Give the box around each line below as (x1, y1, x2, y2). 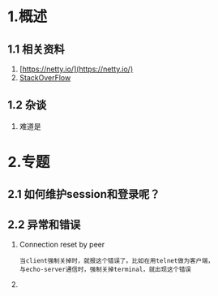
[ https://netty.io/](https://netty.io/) (19, 64, 134, 74)
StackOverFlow (19, 73, 71, 82)
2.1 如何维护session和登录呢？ (7, 187, 160, 201)
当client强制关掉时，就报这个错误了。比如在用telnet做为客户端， (19, 257, 214, 265)
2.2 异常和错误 (7, 217, 81, 231)
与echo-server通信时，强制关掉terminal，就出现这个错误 (19, 265, 191, 274)
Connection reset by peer (19, 240, 105, 250)
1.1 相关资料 (7, 42, 66, 56)
